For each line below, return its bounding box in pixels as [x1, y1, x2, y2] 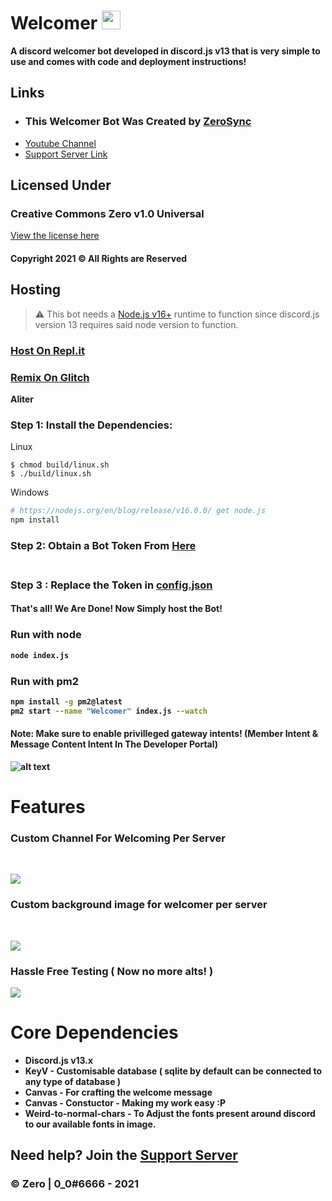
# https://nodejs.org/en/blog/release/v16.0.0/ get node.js [10, 506, 267, 516]
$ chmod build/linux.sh [10, 460, 110, 470]
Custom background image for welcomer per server [10, 898, 268, 912]
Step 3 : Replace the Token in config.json [10, 578, 213, 592]
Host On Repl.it [10, 343, 85, 357]
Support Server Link [24, 148, 108, 160]
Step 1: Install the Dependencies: [10, 418, 173, 432]
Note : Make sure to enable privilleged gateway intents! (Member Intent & [10, 728, 319, 740]
